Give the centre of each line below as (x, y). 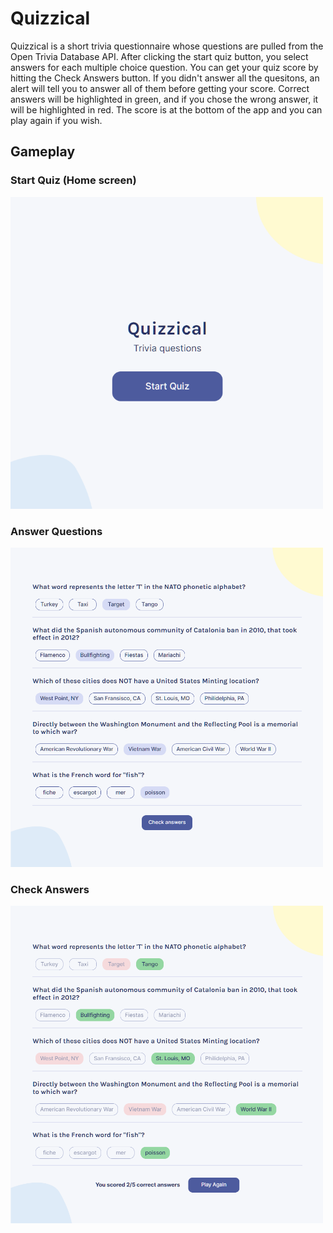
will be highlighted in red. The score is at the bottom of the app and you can (166, 109)
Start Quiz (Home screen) (73, 180)
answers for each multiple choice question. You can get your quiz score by (164, 67)
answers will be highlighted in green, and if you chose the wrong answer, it (164, 99)
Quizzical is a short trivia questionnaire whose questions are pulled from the (167, 46)
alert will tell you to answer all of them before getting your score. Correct (160, 88)
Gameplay (43, 152)
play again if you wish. (56, 120)
